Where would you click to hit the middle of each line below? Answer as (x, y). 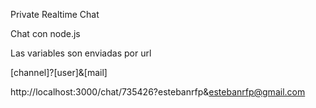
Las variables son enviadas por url (81, 53)
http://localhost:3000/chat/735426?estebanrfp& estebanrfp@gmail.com (158, 92)
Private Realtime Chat (55, 14)
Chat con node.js (45, 33)
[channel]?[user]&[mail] (59, 72)
